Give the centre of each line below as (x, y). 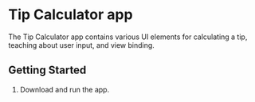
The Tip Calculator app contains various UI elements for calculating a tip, (128, 37)
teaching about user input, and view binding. (82, 45)
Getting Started (47, 71)
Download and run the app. (65, 89)
